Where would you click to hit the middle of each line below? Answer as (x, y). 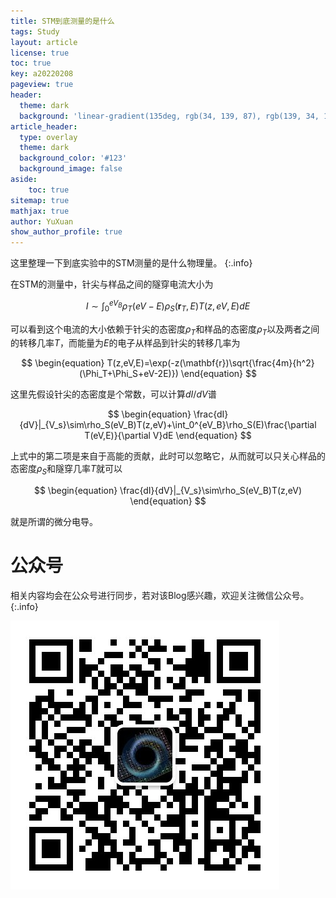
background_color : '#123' (73, 158)
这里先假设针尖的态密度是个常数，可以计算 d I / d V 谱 (113, 394)
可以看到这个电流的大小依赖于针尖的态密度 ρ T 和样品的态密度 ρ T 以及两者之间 (165, 330)
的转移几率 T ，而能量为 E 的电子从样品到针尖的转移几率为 (125, 343)
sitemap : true (40, 200)
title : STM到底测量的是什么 (62, 21)
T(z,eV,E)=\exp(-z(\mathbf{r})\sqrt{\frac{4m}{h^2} (210, 363)
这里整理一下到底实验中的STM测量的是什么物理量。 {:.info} (131, 263)
